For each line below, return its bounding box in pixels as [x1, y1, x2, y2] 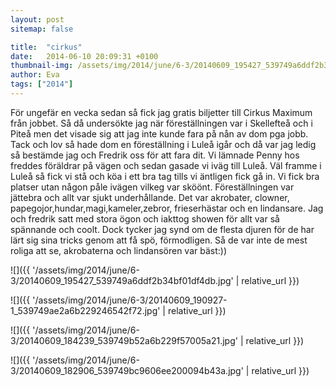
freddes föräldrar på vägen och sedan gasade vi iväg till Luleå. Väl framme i [10, 159, 322, 171]
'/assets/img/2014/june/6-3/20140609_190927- [32, 294, 228, 306]
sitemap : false [10, 24, 74, 34]
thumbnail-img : [10, 61, 74, 71]
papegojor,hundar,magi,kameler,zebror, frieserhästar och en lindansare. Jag [10, 202, 324, 214]
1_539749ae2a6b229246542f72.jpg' [10, 304, 161, 316]
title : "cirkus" [10, 42, 83, 52]
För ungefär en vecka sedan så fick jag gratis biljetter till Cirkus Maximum [10, 106, 313, 118]
